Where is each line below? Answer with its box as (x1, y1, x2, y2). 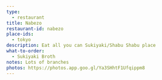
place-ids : (6, 31, 34, 37)
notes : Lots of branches (6, 59, 69, 65)
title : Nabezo (6, 20, 42, 26)
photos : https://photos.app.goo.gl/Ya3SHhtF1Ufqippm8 (6, 64, 146, 71)
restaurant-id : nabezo (6, 25, 64, 32)
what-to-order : (6, 48, 45, 54)
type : (6, 8, 20, 15)
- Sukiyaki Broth (12, 54, 56, 60)
